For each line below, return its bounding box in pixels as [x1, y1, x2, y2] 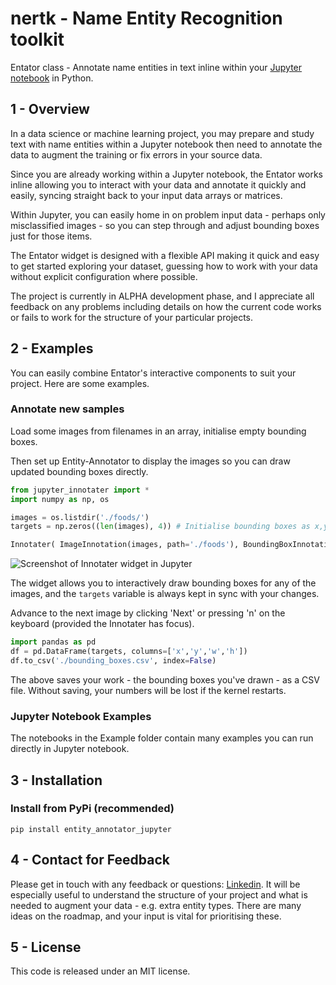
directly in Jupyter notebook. [10, 743, 130, 755]
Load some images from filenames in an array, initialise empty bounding [10, 425, 307, 437]
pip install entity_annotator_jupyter [10, 824, 172, 834]
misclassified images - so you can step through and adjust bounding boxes [10, 219, 320, 231]
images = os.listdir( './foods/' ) [10, 512, 150, 522]
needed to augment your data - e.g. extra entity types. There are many [10, 899, 302, 911]
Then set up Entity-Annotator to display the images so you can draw [10, 455, 291, 467]
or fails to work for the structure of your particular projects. [10, 311, 254, 323]
